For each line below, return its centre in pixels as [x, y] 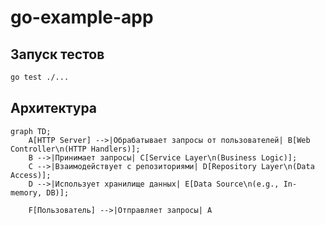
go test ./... [40, 77]
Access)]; [31, 175]
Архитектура [54, 108]
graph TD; [31, 131]
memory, [26, 192]
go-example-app [82, 17]
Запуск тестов [57, 54]
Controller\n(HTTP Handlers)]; [75, 149]
